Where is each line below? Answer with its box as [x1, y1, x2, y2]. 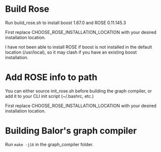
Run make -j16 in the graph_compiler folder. [5, 141, 94, 147]
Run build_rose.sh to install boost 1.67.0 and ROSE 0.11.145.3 [5, 20, 127, 26]
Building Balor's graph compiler [5, 125, 137, 136]
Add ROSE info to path [5, 72, 97, 83]
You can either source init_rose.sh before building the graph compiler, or [5, 88, 152, 94]
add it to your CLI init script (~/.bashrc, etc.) [5, 93, 94, 99]
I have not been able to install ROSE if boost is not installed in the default [5, 44, 152, 50]
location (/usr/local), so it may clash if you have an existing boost [5, 49, 137, 55]
